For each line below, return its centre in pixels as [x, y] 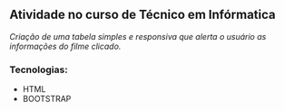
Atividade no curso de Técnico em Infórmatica [142, 15]
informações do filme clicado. [65, 46]
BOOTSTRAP [47, 99]
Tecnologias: [39, 69]
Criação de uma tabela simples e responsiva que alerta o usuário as [138, 36]
